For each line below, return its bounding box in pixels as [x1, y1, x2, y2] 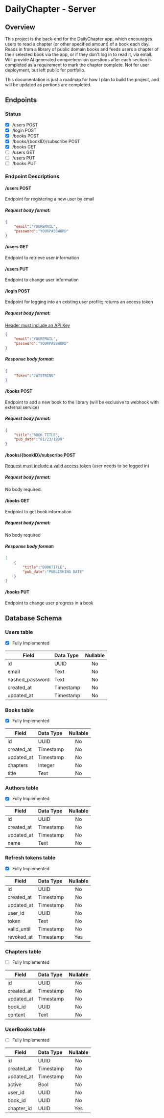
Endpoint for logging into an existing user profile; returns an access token [5, 299, 153, 305]
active [7, 1081, 22, 1088]
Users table [5, 629, 33, 636]
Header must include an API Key [5, 322, 70, 329]
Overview [5, 23, 36, 31]
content [7, 1011, 25, 1018]
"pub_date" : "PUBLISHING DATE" [23, 570, 84, 574]
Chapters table [5, 948, 42, 955]
